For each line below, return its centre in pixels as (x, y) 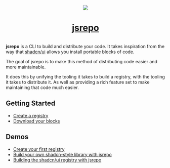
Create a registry (31, 115)
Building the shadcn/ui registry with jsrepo (57, 160)
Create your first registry (39, 149)
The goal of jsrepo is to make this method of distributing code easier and (81, 61)
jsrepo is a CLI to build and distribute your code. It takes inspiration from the (85, 46)
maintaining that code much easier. (42, 87)
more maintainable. (26, 67)
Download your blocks (36, 121)
